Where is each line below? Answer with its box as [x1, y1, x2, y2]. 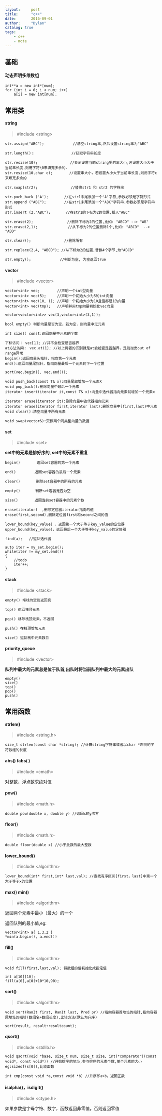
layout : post [5, 7, 40, 12]
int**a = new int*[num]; [5, 84, 55, 88]
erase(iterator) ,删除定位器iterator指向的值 [5, 507, 94, 513]
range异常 [5, 351, 23, 356]
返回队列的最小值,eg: [5, 920, 47, 926]
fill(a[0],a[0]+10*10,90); [5, 979, 59, 983]
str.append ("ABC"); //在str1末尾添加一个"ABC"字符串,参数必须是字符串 [5, 200, 155, 205]
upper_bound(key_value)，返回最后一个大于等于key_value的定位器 [5, 527, 127, 532]
